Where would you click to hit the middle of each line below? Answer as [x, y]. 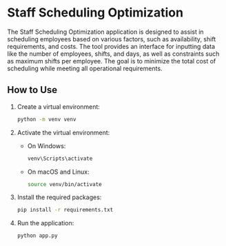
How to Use [32, 90]
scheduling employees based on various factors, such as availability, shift [112, 39]
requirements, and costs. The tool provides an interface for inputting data [111, 46]
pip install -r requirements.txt [65, 210]
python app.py [37, 236]
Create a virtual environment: [58, 106]
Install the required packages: [59, 197]
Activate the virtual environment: [63, 132]
